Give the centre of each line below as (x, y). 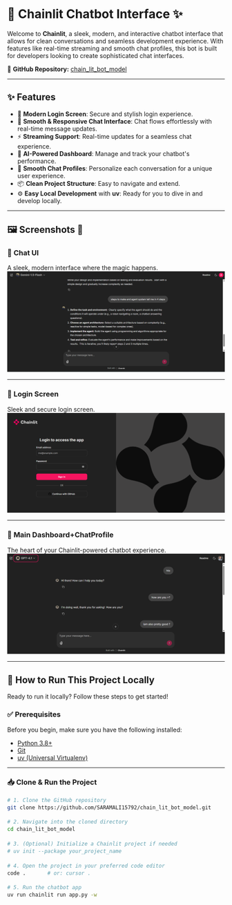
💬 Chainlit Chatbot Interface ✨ (95, 14)
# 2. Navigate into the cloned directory (68, 822)
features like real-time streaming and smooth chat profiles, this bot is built (112, 48)
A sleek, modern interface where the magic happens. (83, 268)
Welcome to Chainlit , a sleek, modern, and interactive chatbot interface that (115, 33)
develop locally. (39, 200)
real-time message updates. (57, 128)
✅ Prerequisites (34, 714)
